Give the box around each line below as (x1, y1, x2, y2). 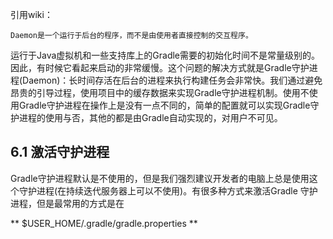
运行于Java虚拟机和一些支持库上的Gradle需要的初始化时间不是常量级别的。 (10, 49, 321, 61)
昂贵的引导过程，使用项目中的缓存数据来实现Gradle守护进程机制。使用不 (10, 87, 310, 98)
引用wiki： (10, 9, 53, 20)
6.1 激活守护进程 (10, 144, 110, 161)
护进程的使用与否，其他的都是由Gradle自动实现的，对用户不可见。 (10, 112, 283, 123)
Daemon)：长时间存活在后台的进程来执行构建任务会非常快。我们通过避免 (22, 74, 323, 86)
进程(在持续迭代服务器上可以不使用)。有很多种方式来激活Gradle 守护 (36, 184, 318, 197)
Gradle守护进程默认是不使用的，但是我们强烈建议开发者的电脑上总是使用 (10, 172, 310, 184)
